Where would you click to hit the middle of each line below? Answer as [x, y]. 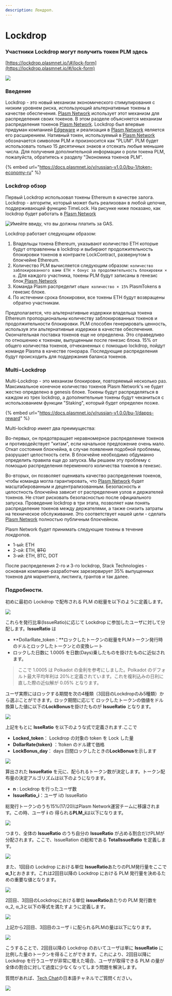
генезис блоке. [29, 292]
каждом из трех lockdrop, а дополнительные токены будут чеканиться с [85, 397]
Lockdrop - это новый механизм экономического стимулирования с [80, 102]
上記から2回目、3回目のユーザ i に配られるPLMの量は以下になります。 [80, 928]
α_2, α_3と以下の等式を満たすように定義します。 [57, 907]
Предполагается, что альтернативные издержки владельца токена [79, 312]
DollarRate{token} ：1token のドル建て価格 [59, 745]
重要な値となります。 [36, 880]
